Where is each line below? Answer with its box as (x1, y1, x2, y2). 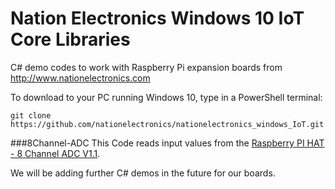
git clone (10, 110, 52, 121)
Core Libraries (10, 28, 131, 51)
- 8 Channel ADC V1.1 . (10, 147, 101, 159)
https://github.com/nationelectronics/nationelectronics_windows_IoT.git (10, 119, 325, 129)
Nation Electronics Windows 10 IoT (10, 7, 305, 30)
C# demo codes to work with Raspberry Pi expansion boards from (10, 61, 283, 73)
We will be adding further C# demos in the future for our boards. (10, 167, 276, 179)
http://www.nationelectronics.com (10, 72, 151, 84)
